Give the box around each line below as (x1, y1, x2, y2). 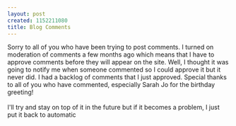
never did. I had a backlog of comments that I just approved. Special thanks (7, 73, 228, 81)
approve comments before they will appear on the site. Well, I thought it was (7, 58, 229, 67)
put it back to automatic (7, 110, 76, 119)
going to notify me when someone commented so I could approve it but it (7, 65, 221, 74)
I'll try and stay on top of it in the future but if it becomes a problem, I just (7, 103, 220, 112)
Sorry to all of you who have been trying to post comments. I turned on (7, 43, 214, 52)
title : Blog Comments (7, 23, 71, 30)
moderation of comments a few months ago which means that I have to (7, 50, 215, 59)
